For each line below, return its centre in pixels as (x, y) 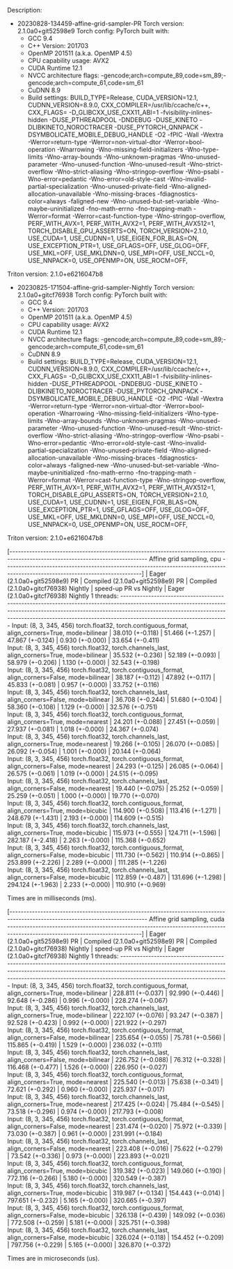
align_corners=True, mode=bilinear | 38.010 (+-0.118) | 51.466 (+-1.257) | (111, 633)
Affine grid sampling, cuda (186, 919)
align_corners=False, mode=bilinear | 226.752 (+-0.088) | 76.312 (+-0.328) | (116, 1060)
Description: (25, 10)
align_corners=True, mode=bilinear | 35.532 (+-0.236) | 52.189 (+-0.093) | (114, 655)
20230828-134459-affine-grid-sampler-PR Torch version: (101, 23)
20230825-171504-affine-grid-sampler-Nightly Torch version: (106, 287)
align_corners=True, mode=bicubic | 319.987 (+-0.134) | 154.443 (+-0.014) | (116, 1193)
